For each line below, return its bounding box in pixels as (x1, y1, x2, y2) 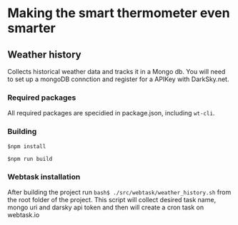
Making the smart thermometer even (7, 5, 230, 21)
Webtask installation (7, 172, 81, 182)
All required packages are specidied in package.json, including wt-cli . (7, 109, 215, 117)
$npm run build (7, 155, 53, 162)
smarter (7, 20, 56, 36)
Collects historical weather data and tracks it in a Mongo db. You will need (7, 68, 226, 75)
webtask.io (7, 210, 40, 219)
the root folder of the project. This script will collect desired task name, (7, 195, 217, 204)
